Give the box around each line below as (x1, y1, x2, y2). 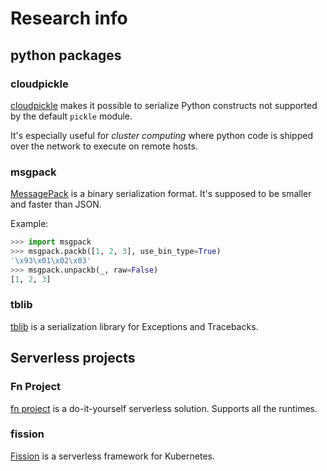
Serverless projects (10, 350, 136, 367)
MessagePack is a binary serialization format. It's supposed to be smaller (10, 188, 312, 200)
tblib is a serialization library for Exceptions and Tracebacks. (10, 320, 259, 332)
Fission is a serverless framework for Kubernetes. (10, 450, 215, 462)
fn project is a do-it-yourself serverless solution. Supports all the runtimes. (10, 402, 318, 414)
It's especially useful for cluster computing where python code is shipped (10, 129, 313, 141)
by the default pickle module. (10, 110, 133, 122)
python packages (10, 47, 122, 64)
